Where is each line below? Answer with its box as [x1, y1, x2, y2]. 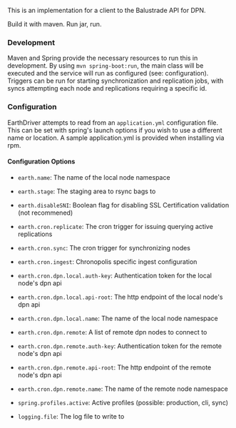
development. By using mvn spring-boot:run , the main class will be [7, 61, 204, 70]
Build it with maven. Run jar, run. [7, 20, 102, 28]
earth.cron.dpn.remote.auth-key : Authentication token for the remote [17, 342, 222, 350]
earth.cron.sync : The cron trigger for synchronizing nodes [17, 243, 191, 252]
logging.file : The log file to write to [17, 412, 125, 420]
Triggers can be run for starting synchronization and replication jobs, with [7, 76, 224, 85]
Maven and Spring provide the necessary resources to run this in [7, 53, 198, 63]
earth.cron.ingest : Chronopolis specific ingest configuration [17, 257, 197, 266]
